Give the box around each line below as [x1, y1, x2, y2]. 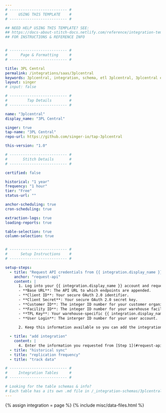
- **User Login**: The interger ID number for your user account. [18, 315, 158, 321]
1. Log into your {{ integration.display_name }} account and [18, 283, 149, 289]
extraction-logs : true [5, 215, 52, 220]
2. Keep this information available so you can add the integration [18, 325, 163, 330]
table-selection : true [5, 229, 52, 234]
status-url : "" [5, 193, 37, 198]
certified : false [5, 170, 41, 175]
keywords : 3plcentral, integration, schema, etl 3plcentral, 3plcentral [5, 75, 158, 80]
